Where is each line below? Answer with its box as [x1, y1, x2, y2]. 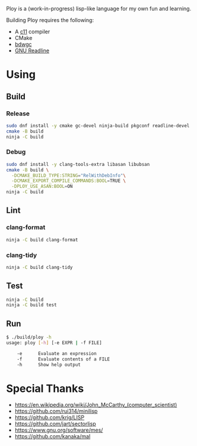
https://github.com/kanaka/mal [14, 433, 91, 440]
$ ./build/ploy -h [6, 334, 52, 341]
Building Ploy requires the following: [6, 17, 94, 23]
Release [6, 109, 30, 118]
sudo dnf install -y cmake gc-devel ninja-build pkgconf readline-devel [6, 123, 190, 128]
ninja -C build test [6, 302, 58, 308]
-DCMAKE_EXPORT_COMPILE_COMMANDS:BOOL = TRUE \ [11, 178, 126, 184]
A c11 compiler [14, 28, 50, 35]
